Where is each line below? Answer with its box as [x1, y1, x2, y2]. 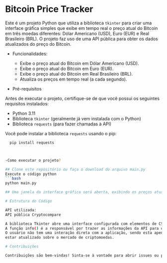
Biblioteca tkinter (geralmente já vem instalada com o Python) [12, 115, 142, 121]
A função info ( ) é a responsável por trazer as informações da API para [5, 226, 159, 231]
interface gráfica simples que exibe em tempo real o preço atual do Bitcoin [5, 25, 158, 31]
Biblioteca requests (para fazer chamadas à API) [12, 121, 112, 127]
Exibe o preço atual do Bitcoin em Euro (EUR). [19, 66, 114, 72]
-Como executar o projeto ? [5, 158, 61, 163]
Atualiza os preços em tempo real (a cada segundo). [19, 76, 127, 82]
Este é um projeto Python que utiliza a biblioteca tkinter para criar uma [5, 20, 152, 26]
